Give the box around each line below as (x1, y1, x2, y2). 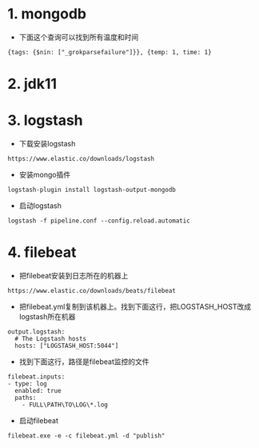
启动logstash (18, 201, 62, 210)
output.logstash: (7, 328, 66, 336)
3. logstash (7, 111, 83, 130)
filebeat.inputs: (7, 373, 66, 381)
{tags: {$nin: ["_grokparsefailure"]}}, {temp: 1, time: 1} (7, 48, 213, 56)
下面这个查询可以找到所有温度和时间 (18, 32, 139, 42)
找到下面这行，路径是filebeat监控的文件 (18, 357, 149, 366)
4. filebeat (7, 243, 77, 262)
